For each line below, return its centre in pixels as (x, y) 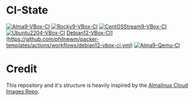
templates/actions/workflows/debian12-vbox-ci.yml (69, 45)
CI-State (27, 10)
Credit (22, 69)
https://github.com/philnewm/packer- (53, 39)
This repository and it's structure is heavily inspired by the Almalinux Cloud (97, 85)
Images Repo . (23, 91)
